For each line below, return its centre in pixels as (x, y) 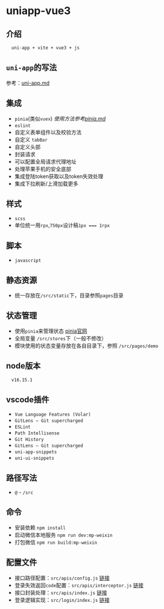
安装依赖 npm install (40, 527)
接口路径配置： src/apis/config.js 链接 (62, 578)
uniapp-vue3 (39, 11)
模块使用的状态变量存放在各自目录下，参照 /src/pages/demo (86, 346)
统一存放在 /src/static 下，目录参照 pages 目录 (69, 295)
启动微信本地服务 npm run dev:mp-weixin (64, 535)
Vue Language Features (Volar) (53, 415)
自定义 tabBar (31, 139)
